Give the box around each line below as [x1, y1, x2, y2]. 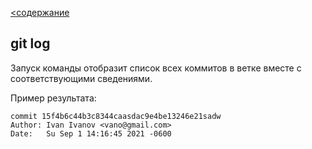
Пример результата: [10, 92, 97, 104]
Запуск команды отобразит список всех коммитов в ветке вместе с [10, 62, 302, 74]
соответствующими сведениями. [10, 72, 153, 84]
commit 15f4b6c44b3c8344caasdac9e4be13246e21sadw [10, 111, 222, 121]
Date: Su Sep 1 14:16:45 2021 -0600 [10, 128, 172, 139]
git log [10, 35, 51, 52]
